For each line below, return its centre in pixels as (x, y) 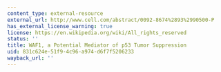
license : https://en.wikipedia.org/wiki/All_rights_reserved (97, 33)
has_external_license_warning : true (60, 26)
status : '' (23, 39)
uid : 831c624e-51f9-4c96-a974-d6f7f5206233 (71, 52)
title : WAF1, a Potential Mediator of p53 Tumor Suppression (97, 45)
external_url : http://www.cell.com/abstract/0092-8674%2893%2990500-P (111, 20)
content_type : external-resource (55, 13)
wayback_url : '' (30, 58)
